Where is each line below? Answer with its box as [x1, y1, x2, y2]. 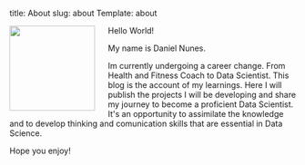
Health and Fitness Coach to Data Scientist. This [107, 70, 290, 81]
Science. [9, 128, 43, 139]
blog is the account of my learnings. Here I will [107, 80, 282, 90]
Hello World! [107, 25, 155, 35]
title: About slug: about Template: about [9, 8, 158, 18]
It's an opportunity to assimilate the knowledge [107, 109, 284, 119]
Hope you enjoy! [9, 145, 71, 156]
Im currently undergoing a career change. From [107, 61, 286, 71]
